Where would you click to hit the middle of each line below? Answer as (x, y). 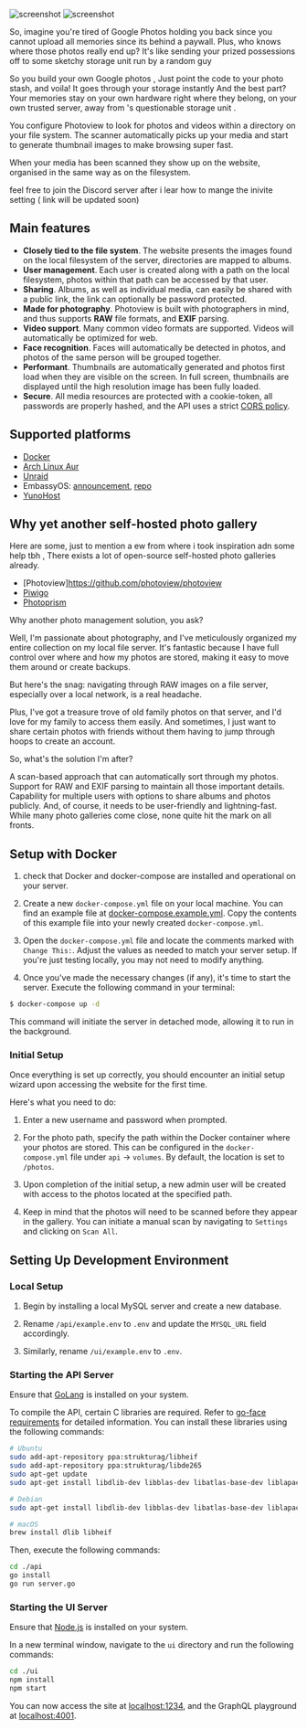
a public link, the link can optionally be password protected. (135, 299)
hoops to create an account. (63, 741)
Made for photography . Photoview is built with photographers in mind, (156, 308)
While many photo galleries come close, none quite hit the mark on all (141, 816)
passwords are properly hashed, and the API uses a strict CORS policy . (156, 406)
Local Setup (37, 1286)
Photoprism (44, 602)
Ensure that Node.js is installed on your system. (99, 1628)
